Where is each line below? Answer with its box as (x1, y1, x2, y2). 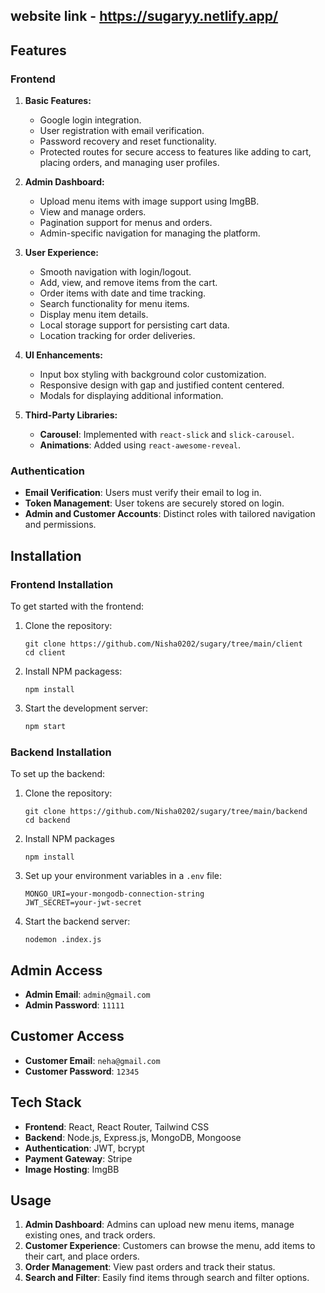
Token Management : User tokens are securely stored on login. (24, 497, 285, 509)
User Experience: (24, 247, 99, 259)
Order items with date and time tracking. (39, 287, 207, 299)
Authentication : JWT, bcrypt (24, 1142, 145, 1154)
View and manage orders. (39, 206, 147, 218)
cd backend (24, 815, 71, 826)
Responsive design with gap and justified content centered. (39, 379, 285, 391)
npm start (24, 722, 67, 732)
